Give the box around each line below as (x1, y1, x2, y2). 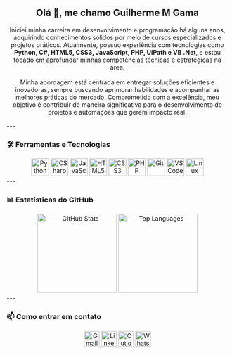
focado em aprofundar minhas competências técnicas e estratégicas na (13, 56, 222, 64)
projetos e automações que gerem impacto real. (48, 108, 187, 116)
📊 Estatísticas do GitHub (6, 195, 94, 205)
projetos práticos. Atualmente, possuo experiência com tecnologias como (11, 40, 224, 49)
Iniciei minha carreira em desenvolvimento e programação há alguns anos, (9, 25, 226, 34)
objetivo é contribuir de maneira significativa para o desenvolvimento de (12, 100, 223, 109)
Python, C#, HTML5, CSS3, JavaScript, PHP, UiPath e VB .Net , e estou (13, 48, 221, 56)
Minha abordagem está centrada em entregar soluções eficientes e (20, 78, 215, 86)
